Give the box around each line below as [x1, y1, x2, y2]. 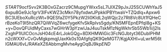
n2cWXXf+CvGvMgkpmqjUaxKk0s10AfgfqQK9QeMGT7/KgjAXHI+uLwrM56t [5, 36, 162, 42]
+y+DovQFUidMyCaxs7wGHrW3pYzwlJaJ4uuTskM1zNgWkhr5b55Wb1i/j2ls [5, 25, 161, 31]
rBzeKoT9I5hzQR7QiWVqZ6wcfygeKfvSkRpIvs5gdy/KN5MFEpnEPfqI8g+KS [5, 20, 161, 26]
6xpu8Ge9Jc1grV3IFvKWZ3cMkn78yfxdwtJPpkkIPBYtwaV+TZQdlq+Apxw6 [5, 9, 161, 15]
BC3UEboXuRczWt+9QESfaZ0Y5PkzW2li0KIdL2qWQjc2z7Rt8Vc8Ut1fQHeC [5, 15, 161, 20]
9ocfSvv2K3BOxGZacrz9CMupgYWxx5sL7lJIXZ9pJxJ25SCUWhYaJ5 [19, 4, 163, 10]
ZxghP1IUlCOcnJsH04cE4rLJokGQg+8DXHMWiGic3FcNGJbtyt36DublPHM [5, 31, 161, 36]
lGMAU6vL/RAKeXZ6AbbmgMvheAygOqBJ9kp [5, 41, 102, 47]
